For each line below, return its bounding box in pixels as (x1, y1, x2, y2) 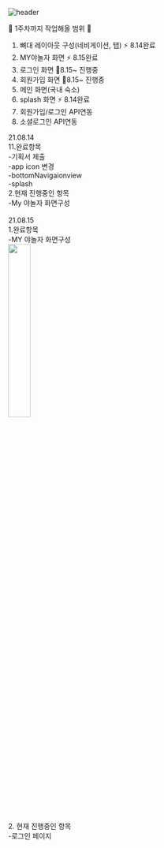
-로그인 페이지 (8, 831, 52, 840)
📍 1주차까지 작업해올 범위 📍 (8, 24, 92, 33)
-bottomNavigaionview (8, 170, 83, 180)
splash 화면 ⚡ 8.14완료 (19, 95, 91, 104)
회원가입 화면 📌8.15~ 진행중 (19, 75, 105, 84)
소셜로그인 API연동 (19, 117, 78, 126)
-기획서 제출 (8, 152, 46, 161)
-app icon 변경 (8, 162, 55, 171)
